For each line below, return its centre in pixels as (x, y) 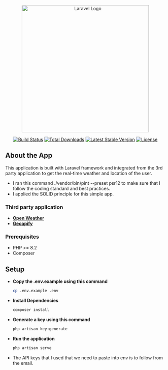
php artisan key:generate (40, 329)
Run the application (33, 338)
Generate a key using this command (51, 319)
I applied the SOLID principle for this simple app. (63, 194)
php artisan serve (32, 348)
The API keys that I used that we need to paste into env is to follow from (88, 358)
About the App (29, 155)
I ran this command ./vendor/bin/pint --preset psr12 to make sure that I (87, 183)
